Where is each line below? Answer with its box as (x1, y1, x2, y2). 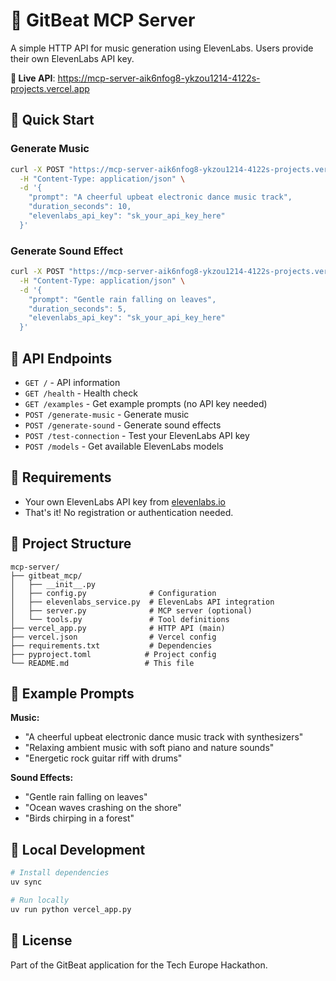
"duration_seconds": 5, (28, 304, 128, 314)
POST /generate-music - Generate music (24, 408, 190, 420)
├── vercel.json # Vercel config (10, 632, 217, 642)
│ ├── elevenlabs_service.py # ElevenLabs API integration (10, 597, 275, 607)
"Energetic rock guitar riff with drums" (24, 752, 183, 764)
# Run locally (10, 895, 70, 905)
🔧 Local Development (10, 841, 146, 858)
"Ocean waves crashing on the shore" (24, 802, 182, 814)
